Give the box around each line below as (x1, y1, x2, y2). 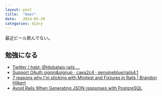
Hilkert (12, 80, 26, 86)
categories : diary (5, 21, 43, 26)
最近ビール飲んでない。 (5, 35, 53, 41)
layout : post (5, 7, 32, 12)
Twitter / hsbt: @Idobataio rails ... (12, 64, 80, 70)
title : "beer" (5, 12, 37, 17)
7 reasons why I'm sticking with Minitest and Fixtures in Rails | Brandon (12, 75, 157, 81)
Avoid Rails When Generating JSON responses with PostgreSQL (12, 85, 142, 91)
